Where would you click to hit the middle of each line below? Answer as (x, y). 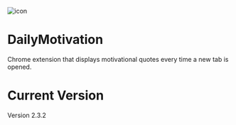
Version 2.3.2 (27, 115)
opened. (20, 67)
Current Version (56, 96)
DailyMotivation (55, 40)
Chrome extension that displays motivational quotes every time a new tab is (118, 59)
